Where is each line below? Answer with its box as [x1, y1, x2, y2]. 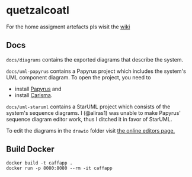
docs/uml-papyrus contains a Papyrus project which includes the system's [6, 67, 187, 75]
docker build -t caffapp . [6, 160, 73, 166]
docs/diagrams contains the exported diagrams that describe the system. [6, 56, 184, 63]
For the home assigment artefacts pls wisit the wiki [6, 23, 130, 30]
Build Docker [6, 144, 55, 155]
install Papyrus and [14, 85, 62, 92]
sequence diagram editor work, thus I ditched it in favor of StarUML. [6, 115, 172, 123]
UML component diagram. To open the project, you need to [6, 73, 151, 81]
